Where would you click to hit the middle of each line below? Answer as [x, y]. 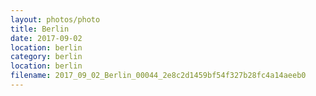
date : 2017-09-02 [46, 38]
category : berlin [46, 57]
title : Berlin [40, 29]
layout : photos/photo [55, 19]
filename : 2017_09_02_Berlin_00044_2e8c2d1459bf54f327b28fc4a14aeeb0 [158, 76]
